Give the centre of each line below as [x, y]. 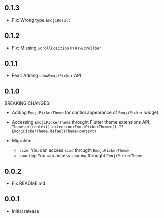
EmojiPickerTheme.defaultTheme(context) [54, 131]
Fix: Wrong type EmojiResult [41, 20]
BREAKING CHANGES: [28, 103]
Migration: [22, 141]
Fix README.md [29, 183]
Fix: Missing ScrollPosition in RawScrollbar [57, 48]
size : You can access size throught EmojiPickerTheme [74, 150]
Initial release [25, 211]
